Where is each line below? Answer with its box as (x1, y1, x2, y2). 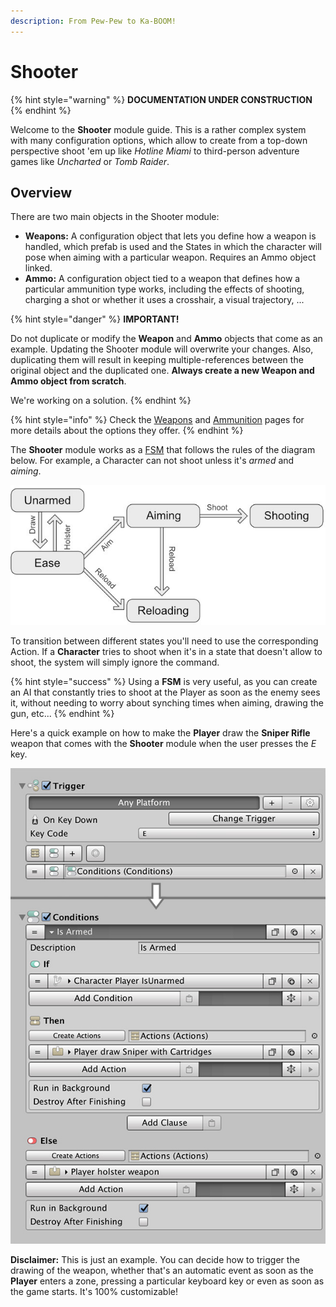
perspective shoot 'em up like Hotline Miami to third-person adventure (10, 145, 300, 157)
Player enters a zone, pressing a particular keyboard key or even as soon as (10, 1275, 325, 1287)
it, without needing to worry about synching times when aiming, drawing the (10, 697, 324, 709)
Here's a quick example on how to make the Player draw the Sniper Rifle (10, 727, 311, 739)
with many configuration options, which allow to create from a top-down (10, 134, 308, 146)
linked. (24, 262, 53, 274)
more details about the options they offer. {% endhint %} (10, 425, 244, 437)
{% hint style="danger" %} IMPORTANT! (10, 313, 180, 325)
